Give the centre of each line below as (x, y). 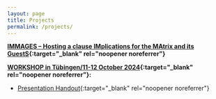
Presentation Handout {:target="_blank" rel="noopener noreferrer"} (114, 89)
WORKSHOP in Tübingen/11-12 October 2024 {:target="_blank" (100, 68)
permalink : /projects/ (40, 26)
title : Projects (31, 20)
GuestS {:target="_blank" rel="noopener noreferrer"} (86, 54)
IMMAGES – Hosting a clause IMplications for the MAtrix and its (101, 47)
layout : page (26, 14)
